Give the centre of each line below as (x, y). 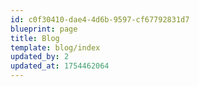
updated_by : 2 (40, 57)
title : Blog (35, 38)
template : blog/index (55, 47)
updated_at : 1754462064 (60, 66)
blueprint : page (44, 29)
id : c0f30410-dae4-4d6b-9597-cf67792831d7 (100, 19)
